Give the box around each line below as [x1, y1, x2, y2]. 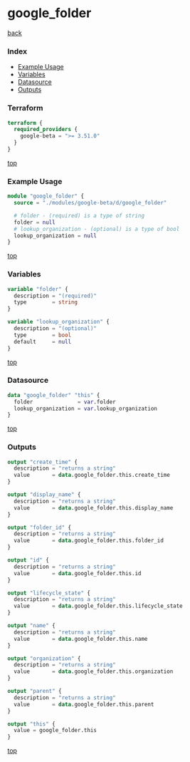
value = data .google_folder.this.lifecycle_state [14, 602, 183, 610]
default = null [14, 338, 72, 345]
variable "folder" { [7, 285, 69, 293]
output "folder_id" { [7, 524, 72, 531]
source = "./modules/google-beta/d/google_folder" [14, 200, 167, 207]
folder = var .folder [14, 398, 116, 406]
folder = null [14, 219, 56, 226]
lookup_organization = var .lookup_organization [14, 405, 158, 412]
